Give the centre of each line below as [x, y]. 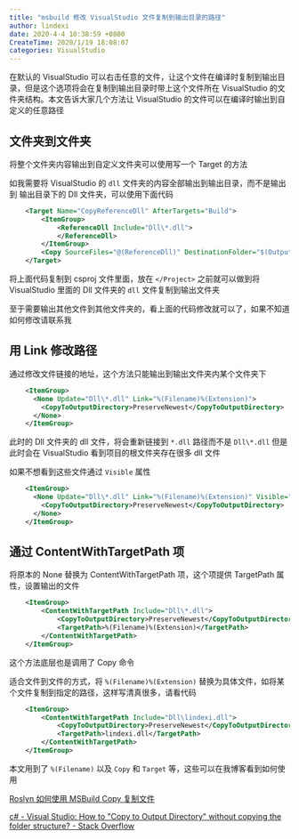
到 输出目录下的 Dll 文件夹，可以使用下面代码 [91, 194]
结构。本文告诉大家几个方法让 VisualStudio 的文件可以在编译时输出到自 [155, 100]
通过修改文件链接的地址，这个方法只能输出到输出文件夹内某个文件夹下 [138, 374]
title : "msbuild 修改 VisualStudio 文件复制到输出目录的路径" [117, 17]
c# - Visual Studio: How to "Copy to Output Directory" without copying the [145, 816]
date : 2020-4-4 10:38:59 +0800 [67, 34]
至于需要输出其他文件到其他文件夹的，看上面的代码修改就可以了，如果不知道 [149, 309]
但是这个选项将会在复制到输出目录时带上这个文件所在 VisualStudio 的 [151, 88]
